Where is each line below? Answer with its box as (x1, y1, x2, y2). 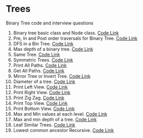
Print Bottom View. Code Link (13, 105, 75, 112)
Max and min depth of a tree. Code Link (13, 116, 97, 122)
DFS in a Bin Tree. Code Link (13, 40, 74, 46)
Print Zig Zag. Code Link (13, 95, 64, 101)
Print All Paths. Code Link (13, 62, 67, 68)
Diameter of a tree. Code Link (13, 78, 76, 85)
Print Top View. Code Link (13, 100, 68, 106)
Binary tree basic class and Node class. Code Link (13, 30, 119, 36)
